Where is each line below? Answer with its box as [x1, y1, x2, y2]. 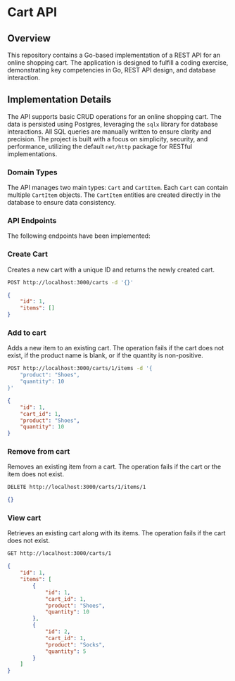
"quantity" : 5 [44, 648, 87, 655]
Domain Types [7, 167, 58, 177]
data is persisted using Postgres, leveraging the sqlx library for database [7, 120, 218, 128]
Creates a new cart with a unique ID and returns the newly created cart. [7, 265, 215, 274]
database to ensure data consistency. [7, 198, 116, 207]
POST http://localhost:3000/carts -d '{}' [7, 279, 134, 286]
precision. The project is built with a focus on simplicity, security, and [7, 134, 208, 143]
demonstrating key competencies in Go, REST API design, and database [7, 66, 216, 74]
